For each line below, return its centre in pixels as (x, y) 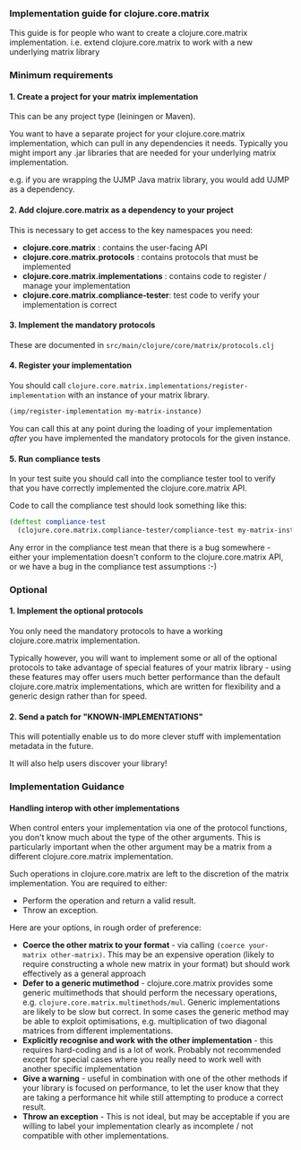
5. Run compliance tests (55, 458)
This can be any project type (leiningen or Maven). (103, 117)
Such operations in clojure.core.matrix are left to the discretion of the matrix (149, 874)
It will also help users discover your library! (88, 763)
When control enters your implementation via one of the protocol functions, (148, 828)
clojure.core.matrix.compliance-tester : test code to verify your (141, 295)
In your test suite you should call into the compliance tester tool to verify (142, 479)
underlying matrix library (55, 52)
